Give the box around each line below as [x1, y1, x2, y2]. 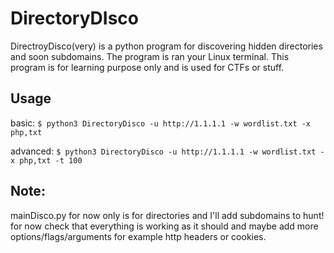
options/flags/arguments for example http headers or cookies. [10, 230, 267, 242]
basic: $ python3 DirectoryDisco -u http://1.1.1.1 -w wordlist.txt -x [10, 117, 312, 129]
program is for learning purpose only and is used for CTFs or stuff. [10, 61, 285, 73]
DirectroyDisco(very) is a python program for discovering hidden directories [10, 40, 323, 52]
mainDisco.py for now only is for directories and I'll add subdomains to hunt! [10, 209, 325, 221]
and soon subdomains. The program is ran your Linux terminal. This [10, 50, 290, 62]
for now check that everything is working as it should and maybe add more [10, 220, 319, 232]
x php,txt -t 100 [10, 155, 83, 166]
